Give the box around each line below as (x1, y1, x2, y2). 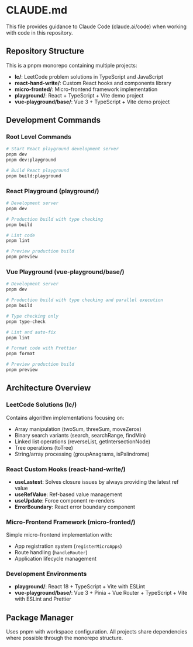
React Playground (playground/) (6, 187, 99, 195)
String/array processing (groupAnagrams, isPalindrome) (14, 450, 150, 457)
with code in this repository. (6, 29, 73, 36)
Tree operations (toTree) (14, 444, 73, 451)
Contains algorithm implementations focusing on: (6, 414, 125, 421)
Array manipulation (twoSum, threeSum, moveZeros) (14, 425, 142, 432)
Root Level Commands (6, 133, 71, 141)
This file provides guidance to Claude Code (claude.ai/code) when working (6, 23, 187, 30)
